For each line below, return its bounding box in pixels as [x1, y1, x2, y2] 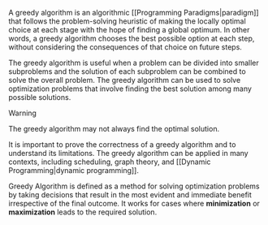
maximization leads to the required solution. [8, 207, 158, 217]
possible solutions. [8, 93, 71, 102]
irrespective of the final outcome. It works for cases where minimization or [8, 199, 260, 208]
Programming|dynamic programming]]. [8, 166, 140, 175]
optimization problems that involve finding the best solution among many [8, 84, 252, 93]
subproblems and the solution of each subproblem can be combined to [8, 67, 246, 76]
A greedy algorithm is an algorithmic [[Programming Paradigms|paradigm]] [8, 8, 259, 17]
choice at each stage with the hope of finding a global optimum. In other [8, 25, 250, 34]
